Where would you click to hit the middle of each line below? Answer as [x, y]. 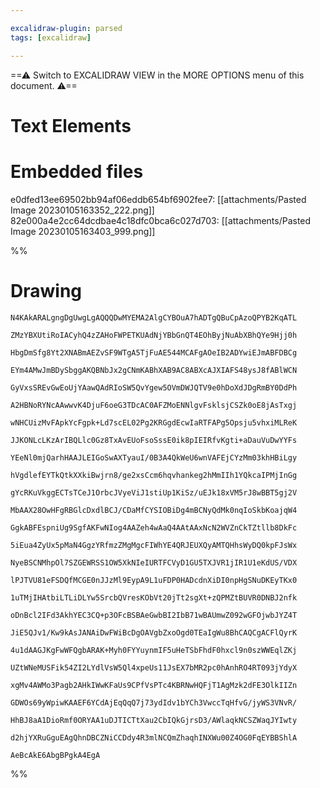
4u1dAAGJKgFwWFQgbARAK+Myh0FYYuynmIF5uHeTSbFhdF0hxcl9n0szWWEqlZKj [154, 650]
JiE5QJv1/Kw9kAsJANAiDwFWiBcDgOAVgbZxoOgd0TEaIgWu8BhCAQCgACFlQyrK [154, 632]
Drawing [46, 290]
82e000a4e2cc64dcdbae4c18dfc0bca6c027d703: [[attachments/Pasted [161, 220]
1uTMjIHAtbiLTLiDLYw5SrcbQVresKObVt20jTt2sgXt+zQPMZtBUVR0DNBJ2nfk [154, 597]
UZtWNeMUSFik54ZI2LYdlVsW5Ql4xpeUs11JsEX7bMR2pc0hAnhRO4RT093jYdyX [154, 667]
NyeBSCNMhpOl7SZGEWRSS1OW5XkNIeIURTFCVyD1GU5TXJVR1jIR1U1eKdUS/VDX [154, 562]
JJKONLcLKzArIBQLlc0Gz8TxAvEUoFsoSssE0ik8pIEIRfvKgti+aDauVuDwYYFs [154, 440]
